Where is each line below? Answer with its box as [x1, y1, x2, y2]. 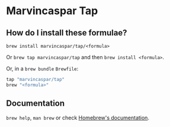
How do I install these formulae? [6, 28, 127, 38]
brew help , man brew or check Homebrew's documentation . [6, 114, 150, 121]
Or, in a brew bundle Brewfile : [6, 65, 79, 72]
